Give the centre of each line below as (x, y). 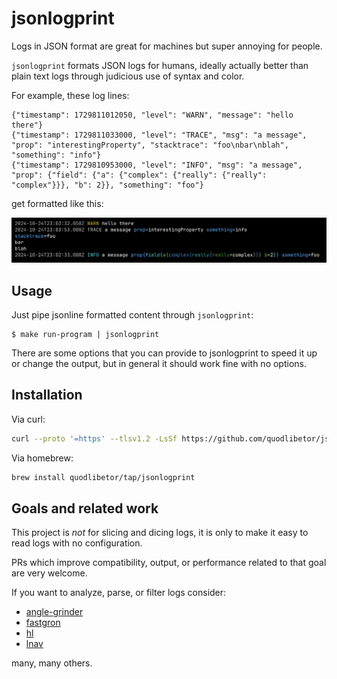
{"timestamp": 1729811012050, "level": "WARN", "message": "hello (152, 115)
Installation (47, 395)
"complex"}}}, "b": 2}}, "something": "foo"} (107, 185)
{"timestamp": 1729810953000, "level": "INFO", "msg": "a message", (157, 165)
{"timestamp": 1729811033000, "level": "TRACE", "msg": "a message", (159, 135)
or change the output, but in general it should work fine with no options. (159, 364)
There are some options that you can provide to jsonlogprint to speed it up (164, 353)
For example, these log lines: (70, 95)
